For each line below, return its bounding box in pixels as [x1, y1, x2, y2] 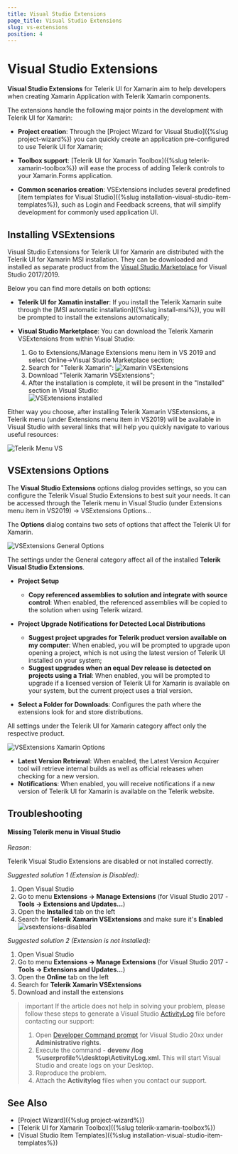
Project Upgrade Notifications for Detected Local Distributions [17, 619, 206, 628]
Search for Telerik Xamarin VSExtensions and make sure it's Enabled [17, 915, 224, 924]
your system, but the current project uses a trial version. [28, 686, 193, 695]
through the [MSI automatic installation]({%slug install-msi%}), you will [17, 306, 226, 314]
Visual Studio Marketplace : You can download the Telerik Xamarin [17, 327, 214, 335]
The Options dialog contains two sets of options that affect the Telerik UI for [7, 520, 231, 528]
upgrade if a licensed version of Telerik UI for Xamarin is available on [28, 679, 230, 687]
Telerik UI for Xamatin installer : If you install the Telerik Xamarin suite [17, 298, 222, 306]
